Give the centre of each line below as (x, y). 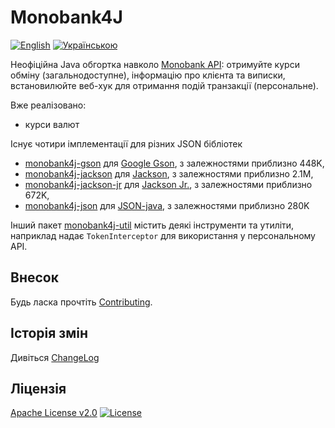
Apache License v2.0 (54, 413)
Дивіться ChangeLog (55, 357)
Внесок (34, 277)
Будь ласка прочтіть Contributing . (81, 302)
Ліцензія (38, 388)
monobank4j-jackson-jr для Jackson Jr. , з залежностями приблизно (168, 184)
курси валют (52, 124)
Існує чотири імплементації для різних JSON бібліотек (126, 143)
